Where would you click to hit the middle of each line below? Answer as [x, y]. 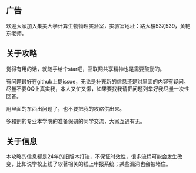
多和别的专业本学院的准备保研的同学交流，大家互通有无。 [76, 121]
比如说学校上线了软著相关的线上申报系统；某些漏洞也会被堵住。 [94, 164]
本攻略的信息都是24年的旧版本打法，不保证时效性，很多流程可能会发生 [92, 157]
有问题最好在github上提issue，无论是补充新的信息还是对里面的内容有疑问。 [98, 81]
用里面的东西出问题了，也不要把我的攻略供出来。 [65, 108]
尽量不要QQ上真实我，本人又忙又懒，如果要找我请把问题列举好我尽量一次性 [98, 89]
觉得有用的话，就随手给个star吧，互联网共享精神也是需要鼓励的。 [86, 69]
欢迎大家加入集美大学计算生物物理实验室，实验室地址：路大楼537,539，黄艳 [98, 26]
